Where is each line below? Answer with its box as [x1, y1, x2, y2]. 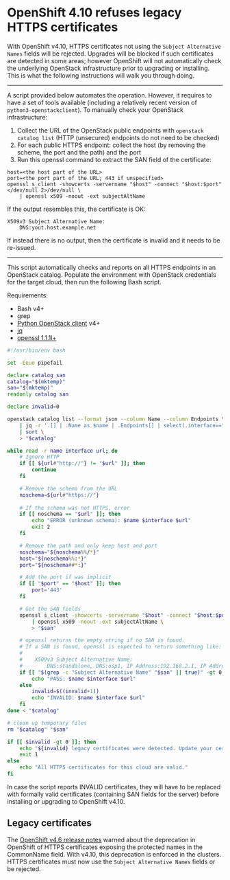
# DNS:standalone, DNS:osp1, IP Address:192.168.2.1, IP [19, 662, 207, 669]
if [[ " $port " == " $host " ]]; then [19, 580, 121, 587]
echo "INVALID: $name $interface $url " [31, 695, 146, 701]
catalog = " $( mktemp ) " [7, 378, 66, 385]
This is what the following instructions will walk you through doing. [7, 71, 195, 80]
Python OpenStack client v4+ [16, 319, 101, 327]
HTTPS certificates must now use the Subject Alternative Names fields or [7, 857, 216, 866]
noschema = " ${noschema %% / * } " [19, 548, 99, 556]
